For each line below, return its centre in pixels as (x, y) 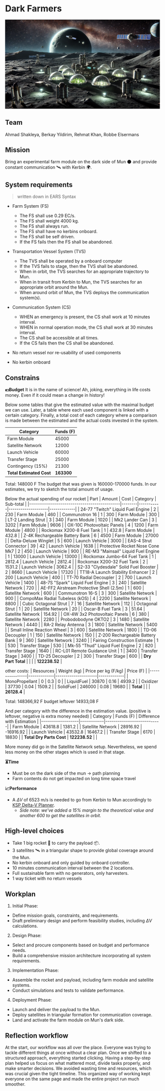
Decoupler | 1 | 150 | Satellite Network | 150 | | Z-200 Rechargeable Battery (81, 635)
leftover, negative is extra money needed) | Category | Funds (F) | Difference (82, 716)
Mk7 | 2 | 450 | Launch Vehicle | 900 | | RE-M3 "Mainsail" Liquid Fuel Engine (82, 551)
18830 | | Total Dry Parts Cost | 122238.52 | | (51, 737)
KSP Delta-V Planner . (33, 805)
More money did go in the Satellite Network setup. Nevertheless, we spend (81, 747)
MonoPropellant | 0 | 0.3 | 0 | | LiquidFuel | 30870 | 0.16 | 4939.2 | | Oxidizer (82, 681)
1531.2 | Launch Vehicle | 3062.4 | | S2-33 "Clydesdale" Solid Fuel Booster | (82, 567)
